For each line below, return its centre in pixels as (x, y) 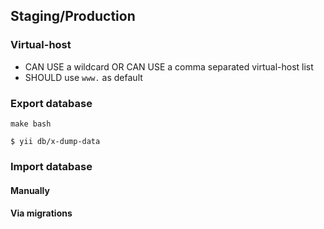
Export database (51, 103)
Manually (30, 190)
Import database (51, 166)
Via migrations (41, 213)
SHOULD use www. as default (83, 77)
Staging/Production (73, 16)
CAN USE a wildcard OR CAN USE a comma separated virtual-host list (169, 66)
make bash (31, 124)
